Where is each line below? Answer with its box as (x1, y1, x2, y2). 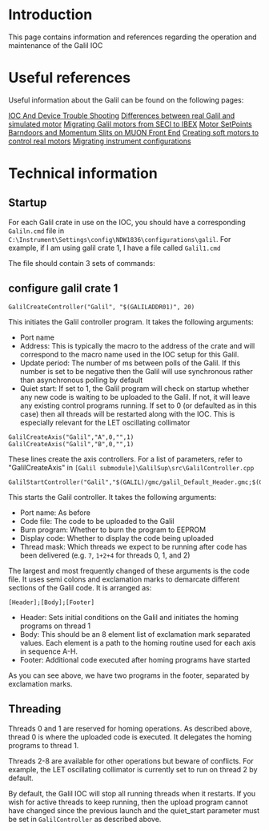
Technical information (8, 164, 158, 183)
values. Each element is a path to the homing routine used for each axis (19, 638, 256, 647)
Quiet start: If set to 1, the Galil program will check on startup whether (19, 383, 250, 393)
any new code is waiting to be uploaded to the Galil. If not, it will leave (19, 392, 251, 401)
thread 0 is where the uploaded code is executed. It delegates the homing (8, 731, 252, 742)
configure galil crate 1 (8, 282, 118, 296)
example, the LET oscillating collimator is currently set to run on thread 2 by (8, 764, 258, 774)
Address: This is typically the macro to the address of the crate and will (19, 340, 255, 350)
